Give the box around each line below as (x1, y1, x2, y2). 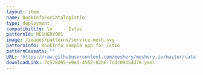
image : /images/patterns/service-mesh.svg (6, 37, 115, 43)
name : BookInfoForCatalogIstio (6, 15, 85, 21)
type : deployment (6, 20, 50, 26)
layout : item (6, 8, 39, 15)
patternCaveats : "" (6, 48, 56, 54)
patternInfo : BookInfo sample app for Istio (6, 43, 120, 49)
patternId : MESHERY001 (6, 31, 63, 37)
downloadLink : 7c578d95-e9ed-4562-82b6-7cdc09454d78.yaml (6, 59, 155, 65)
